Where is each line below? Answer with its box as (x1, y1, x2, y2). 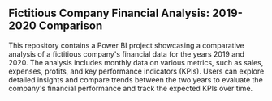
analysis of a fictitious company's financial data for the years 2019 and (8, 48, 245, 59)
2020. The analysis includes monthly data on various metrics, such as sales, (8, 57, 264, 67)
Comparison (38, 19, 103, 33)
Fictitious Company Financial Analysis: (8, 6, 210, 20)
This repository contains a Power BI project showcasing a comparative (8, 40, 245, 50)
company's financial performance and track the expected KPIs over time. (8, 83, 253, 93)
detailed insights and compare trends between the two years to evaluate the (8, 74, 264, 84)
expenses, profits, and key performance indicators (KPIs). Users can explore (8, 66, 265, 76)
